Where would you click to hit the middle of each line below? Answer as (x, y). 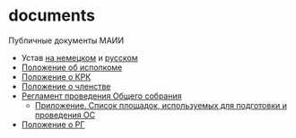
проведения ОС (65, 115)
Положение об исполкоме (72, 67)
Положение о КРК (56, 76)
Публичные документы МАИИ (66, 40)
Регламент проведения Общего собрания (101, 96)
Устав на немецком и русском (79, 57)
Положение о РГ (53, 124)
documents (52, 16)
